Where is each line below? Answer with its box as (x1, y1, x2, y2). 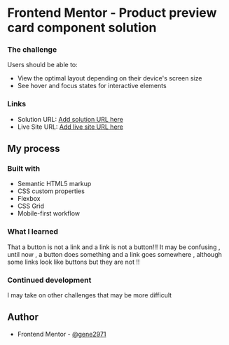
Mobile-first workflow (17, 209, 81, 218)
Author (7, 311, 39, 323)
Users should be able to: (7, 61, 78, 69)
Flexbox (17, 195, 41, 203)
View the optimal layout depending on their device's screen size (17, 74, 202, 83)
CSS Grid (17, 202, 44, 211)
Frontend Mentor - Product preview (7, 5, 217, 21)
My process (7, 143, 60, 155)
